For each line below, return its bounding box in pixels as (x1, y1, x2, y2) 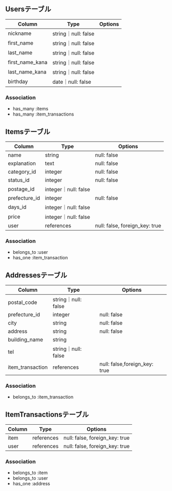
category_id (8, 168, 36, 175)
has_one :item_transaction (12, 255, 68, 261)
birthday (8, 78, 28, 85)
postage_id (8, 185, 35, 193)
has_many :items (12, 106, 49, 112)
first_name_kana (8, 59, 48, 66)
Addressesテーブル (5, 271, 68, 279)
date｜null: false (52, 78, 91, 85)
